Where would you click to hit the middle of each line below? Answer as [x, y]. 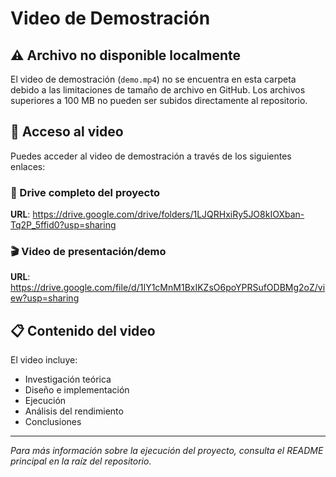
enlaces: [28, 166]
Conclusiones [53, 422]
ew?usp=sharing [45, 298]
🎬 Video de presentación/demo [88, 252]
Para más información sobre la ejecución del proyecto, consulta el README [167, 451]
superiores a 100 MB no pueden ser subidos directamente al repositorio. [159, 100]
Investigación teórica [68, 379]
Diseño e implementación [77, 390]
